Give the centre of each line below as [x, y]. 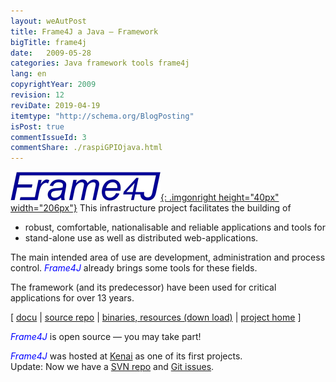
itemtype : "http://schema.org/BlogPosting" [102, 116]
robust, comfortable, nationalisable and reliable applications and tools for [175, 227]
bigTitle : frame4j [48, 42]
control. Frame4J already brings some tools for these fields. [134, 268]
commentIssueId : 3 [48, 137]
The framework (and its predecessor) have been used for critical [143, 287]
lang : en [28, 74]
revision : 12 [37, 95]
